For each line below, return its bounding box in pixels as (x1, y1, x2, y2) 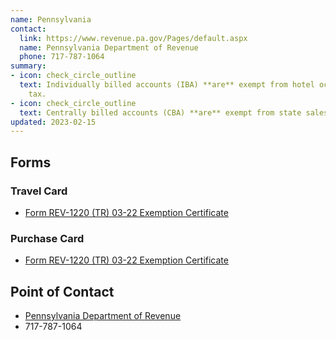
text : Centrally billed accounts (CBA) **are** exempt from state (19, 107, 302, 118)
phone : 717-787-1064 (19, 52, 105, 62)
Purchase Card (10, 231, 85, 245)
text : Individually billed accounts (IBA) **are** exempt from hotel (19, 80, 315, 90)
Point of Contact (10, 283, 115, 300)
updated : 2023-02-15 (10, 117, 97, 127)
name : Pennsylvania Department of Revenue (19, 42, 199, 53)
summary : (10, 61, 47, 71)
